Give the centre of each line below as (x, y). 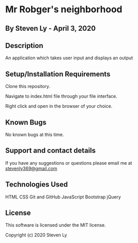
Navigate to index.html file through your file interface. (61, 96)
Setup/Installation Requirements (58, 74)
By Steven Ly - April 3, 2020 (50, 28)
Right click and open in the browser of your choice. (59, 106)
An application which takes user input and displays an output (69, 58)
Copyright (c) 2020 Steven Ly (36, 235)
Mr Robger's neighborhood (64, 9)
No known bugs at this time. (35, 135)
